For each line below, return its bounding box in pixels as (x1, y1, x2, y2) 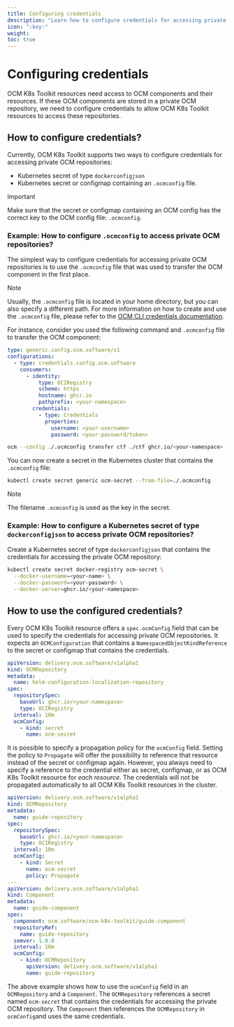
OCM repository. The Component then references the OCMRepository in (7, 1004, 205, 1013)
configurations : (7, 354, 54, 360)
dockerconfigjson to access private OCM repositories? (7, 530, 194, 539)
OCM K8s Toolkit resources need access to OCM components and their (7, 89, 213, 98)
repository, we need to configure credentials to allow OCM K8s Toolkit (7, 104, 210, 112)
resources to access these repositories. (7, 112, 121, 120)
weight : (7, 29, 30, 37)
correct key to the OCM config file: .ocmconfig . (7, 213, 142, 221)
